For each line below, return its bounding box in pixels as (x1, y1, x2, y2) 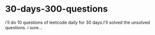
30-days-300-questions (5, 3, 108, 15)
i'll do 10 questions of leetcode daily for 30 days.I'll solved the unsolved (5, 19, 150, 25)
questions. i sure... (5, 24, 43, 30)
